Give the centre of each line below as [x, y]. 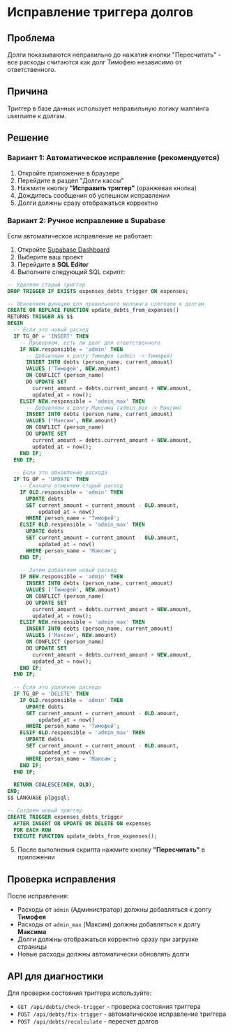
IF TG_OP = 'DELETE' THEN [51, 694]
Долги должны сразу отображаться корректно [88, 203]
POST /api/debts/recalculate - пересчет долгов [88, 1021]
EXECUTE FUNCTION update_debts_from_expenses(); [85, 836]
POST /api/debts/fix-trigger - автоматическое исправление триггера [122, 1014]
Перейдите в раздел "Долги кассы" [70, 180]
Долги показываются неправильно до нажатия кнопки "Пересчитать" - [114, 55]
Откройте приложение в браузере [68, 173]
